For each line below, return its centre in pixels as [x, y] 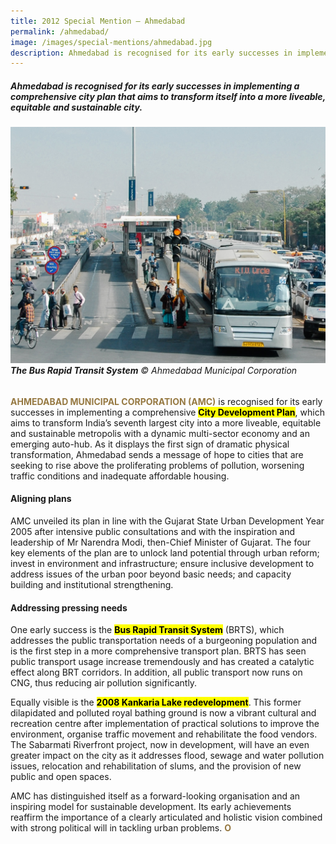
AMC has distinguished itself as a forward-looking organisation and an [155, 796]
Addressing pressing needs [69, 607]
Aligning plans [41, 499]
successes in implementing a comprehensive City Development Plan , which [167, 412]
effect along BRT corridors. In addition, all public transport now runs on [156, 672]
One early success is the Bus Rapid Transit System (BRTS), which [147, 630]
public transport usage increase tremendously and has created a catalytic [162, 662]
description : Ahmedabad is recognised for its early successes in [151, 53]
